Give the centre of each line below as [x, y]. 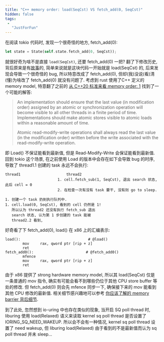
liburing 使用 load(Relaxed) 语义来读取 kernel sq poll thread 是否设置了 [76, 316]
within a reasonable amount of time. [53, 123]
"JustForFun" [25, 28]
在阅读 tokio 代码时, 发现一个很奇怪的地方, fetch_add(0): [61, 43]
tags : [10, 19]
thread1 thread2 [43, 174]
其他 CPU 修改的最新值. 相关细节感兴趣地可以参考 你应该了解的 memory [77, 293]
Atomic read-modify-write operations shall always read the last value [86, 132]
